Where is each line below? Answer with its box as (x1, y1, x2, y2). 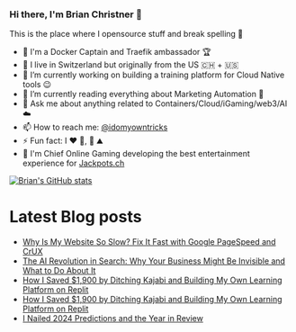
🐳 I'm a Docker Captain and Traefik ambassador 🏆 (22, 47, 211, 58)
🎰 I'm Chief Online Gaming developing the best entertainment (22, 148, 250, 159)
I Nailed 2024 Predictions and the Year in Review (22, 313, 204, 324)
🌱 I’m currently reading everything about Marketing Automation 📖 (22, 89, 265, 100)
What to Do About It (22, 265, 96, 276)
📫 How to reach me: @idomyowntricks (22, 121, 168, 133)
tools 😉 (22, 79, 52, 90)
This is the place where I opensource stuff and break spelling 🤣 (9, 29, 244, 40)
